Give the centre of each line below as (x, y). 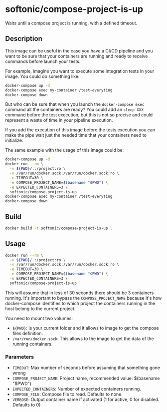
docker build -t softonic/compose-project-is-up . (59, 228)
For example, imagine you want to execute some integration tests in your (80, 71)
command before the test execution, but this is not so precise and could (79, 115)
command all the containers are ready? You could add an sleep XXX (74, 110)
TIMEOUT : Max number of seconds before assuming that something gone (86, 368)
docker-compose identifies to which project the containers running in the (80, 303)
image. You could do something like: (42, 76)
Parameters (19, 357)
